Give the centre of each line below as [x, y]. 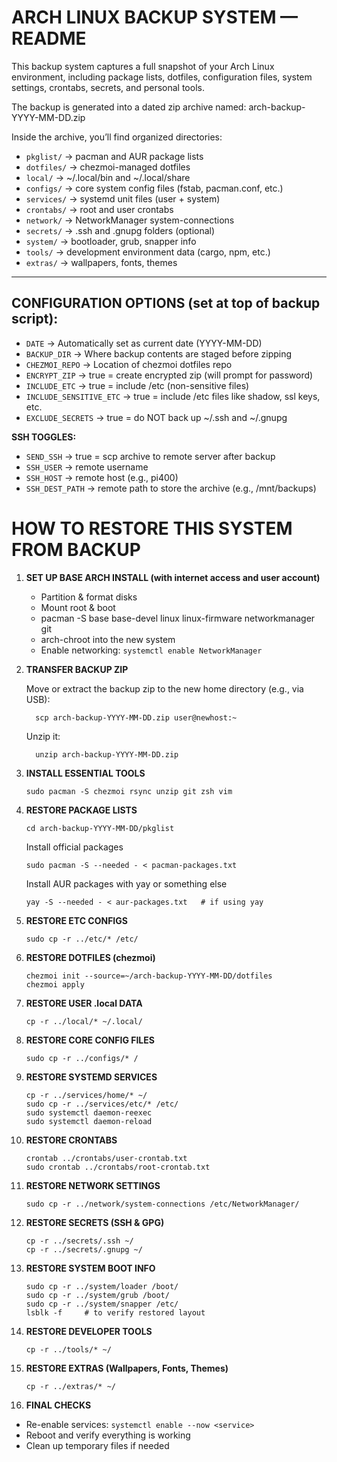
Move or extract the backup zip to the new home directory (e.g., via [164, 688]
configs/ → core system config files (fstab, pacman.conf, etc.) [154, 188]
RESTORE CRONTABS [71, 1140]
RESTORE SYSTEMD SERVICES [91, 1077]
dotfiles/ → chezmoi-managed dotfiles [108, 167]
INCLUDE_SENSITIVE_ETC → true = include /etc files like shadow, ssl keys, [173, 396]
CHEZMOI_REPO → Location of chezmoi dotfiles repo [129, 364]
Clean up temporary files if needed [97, 1445]
